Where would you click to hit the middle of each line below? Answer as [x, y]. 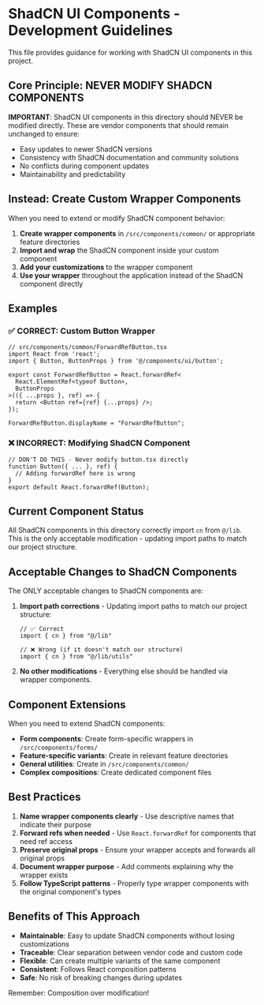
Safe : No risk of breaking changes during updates [101, 977]
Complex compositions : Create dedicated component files [115, 772]
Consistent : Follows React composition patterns [98, 969]
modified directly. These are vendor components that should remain [119, 125]
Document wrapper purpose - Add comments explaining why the [126, 866]
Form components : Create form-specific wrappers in [106, 738]
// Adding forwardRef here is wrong [75, 473]
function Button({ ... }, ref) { [63, 467]
